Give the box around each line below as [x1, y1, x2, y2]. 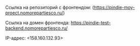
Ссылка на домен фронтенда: [5, 20, 70, 26]
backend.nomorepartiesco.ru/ [5, 25, 68, 31]
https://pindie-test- [70, 20, 111, 26]
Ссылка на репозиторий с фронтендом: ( [5, 5, 94, 10]
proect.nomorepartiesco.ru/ [5, 10, 64, 16]
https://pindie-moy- [94, 5, 135, 10]
